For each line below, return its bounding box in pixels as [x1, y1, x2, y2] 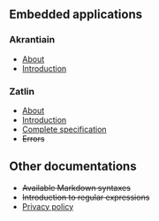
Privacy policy [21, 201, 74, 211]
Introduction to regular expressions [21, 192, 150, 202]
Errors [21, 133, 45, 144]
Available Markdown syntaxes [21, 182, 131, 193]
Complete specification [21, 124, 108, 134]
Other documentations [9, 159, 137, 174]
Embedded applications [9, 7, 143, 22]
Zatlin [9, 85, 35, 97]
